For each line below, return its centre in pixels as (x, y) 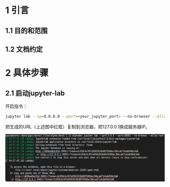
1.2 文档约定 (24, 49)
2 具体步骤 (27, 73)
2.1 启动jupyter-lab (35, 93)
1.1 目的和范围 (27, 31)
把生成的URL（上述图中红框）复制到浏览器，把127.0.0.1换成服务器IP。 (78, 126)
